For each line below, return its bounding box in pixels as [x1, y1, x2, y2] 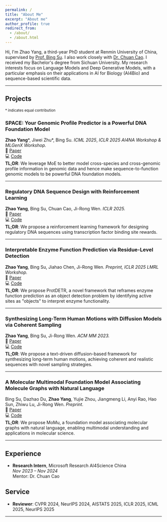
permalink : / [5, 7, 32, 12]
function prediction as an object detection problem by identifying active [5, 293, 152, 299]
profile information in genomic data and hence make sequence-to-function [5, 165, 159, 171]
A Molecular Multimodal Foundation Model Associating [5, 378, 141, 385]
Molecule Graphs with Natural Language [5, 385, 104, 392]
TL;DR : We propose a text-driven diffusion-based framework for [5, 351, 137, 357]
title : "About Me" [5, 12, 43, 17]
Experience [5, 449, 41, 458]
